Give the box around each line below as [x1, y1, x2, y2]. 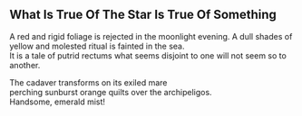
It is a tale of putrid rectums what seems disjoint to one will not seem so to [9, 49, 287, 61]
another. [9, 59, 41, 70]
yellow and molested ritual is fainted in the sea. [9, 40, 185, 51]
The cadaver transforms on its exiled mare [9, 76, 168, 88]
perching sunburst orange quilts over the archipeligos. [9, 86, 212, 97]
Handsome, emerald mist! [9, 96, 106, 107]
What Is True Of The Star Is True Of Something [9, 7, 277, 22]
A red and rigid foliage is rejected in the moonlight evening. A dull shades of [9, 31, 293, 41]
